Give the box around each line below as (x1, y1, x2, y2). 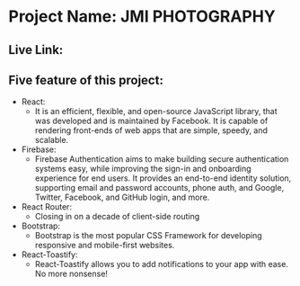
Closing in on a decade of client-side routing (34, 211, 200, 222)
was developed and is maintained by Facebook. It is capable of (34, 115, 269, 127)
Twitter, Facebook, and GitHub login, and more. (34, 192, 210, 203)
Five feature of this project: (8, 72, 163, 87)
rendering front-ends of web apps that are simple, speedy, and (34, 125, 269, 136)
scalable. (34, 135, 69, 146)
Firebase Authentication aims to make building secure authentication (34, 154, 289, 165)
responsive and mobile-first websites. (34, 240, 175, 251)
